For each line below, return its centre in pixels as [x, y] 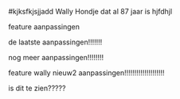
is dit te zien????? [37, 88]
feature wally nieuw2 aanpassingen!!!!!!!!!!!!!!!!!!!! [86, 73]
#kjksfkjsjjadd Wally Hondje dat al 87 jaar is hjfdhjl [90, 11]
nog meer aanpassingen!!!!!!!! [56, 57]
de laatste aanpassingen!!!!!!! [55, 42]
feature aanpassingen [44, 27]
